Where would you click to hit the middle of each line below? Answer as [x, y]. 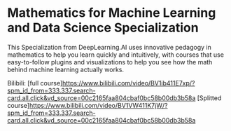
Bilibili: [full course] [35, 83]
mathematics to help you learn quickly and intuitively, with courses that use [115, 55]
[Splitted [209, 98]
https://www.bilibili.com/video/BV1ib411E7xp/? [128, 83]
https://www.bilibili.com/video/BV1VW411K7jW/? [98, 105]
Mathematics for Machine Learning [112, 13]
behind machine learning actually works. [66, 69]
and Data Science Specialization [103, 28]
